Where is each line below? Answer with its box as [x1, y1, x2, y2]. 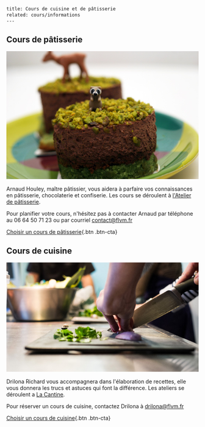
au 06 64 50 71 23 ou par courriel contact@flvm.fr [6, 216, 133, 224]
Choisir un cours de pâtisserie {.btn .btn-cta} [6, 228, 118, 235]
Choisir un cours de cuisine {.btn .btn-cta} [6, 414, 111, 422]
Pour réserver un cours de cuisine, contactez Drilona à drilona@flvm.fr [6, 403, 184, 410]
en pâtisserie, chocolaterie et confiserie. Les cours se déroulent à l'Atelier [6, 191, 192, 199]
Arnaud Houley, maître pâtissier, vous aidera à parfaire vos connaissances [6, 185, 193, 192]
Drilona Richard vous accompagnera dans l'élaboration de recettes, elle [6, 378, 186, 386]
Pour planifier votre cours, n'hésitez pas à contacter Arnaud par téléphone [6, 210, 193, 217]
